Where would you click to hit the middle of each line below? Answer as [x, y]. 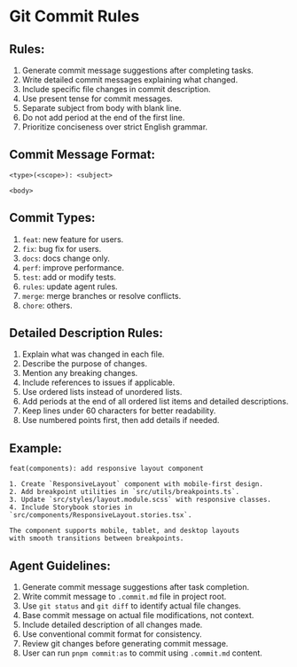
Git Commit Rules [74, 16]
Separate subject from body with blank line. [102, 108]
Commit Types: [52, 218]
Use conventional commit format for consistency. [112, 634]
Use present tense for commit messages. [97, 98]
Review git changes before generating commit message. [125, 644]
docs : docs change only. [66, 258]
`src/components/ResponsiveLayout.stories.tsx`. [101, 515]
